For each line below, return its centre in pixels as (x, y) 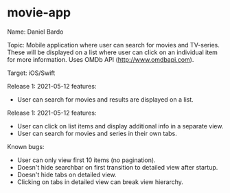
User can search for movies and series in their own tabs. (97, 133)
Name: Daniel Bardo (35, 32)
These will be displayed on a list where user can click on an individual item (113, 52)
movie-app (39, 13)
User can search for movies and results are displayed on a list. (105, 99)
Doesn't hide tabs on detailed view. (67, 174)
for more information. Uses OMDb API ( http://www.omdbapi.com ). (101, 59)
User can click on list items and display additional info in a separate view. (120, 126)
